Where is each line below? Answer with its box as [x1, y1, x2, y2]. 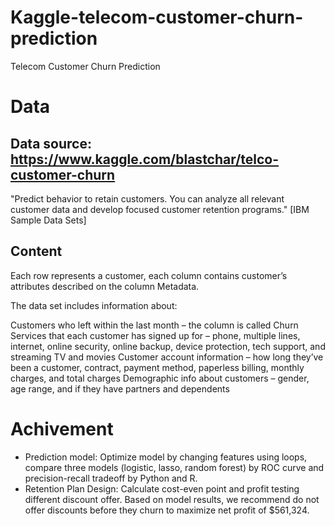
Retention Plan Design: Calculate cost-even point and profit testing [24, 482, 300, 495]
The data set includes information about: [10, 299, 178, 311]
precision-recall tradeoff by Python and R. [24, 472, 198, 484]
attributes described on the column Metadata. [10, 280, 200, 292]
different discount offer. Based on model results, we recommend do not [24, 493, 320, 505]
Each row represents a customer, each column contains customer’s [10, 269, 288, 281]
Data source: [10, 135, 92, 152]
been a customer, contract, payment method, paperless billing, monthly [10, 361, 305, 373]
